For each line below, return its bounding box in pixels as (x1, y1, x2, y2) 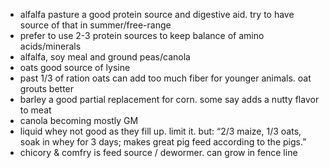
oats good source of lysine (19, 62, 131, 73)
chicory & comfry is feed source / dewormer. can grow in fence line (19, 147, 298, 158)
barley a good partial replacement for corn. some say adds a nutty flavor (19, 94, 320, 105)
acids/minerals (19, 40, 82, 52)
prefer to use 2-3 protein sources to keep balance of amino (19, 30, 265, 41)
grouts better (19, 83, 75, 94)
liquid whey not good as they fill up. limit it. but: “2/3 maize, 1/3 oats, (19, 125, 302, 137)
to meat (19, 104, 52, 116)
